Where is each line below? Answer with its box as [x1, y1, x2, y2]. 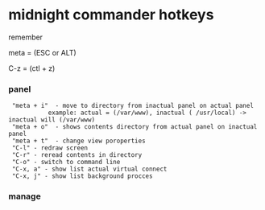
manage [8, 191, 42, 202]
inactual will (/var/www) [8, 116, 95, 124]
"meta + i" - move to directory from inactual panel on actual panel [11, 102, 254, 110]
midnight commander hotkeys [8, 6, 214, 24]
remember [8, 32, 43, 42]
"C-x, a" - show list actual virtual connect [11, 165, 168, 174]
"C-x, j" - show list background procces [11, 172, 153, 180]
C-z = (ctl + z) [8, 63, 56, 73]
